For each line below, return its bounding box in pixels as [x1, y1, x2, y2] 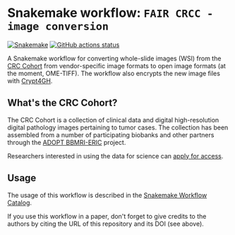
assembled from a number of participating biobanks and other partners [7, 130, 215, 139]
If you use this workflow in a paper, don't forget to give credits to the [7, 212, 207, 220]
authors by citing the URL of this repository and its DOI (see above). [7, 220, 205, 228]
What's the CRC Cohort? [7, 97, 118, 109]
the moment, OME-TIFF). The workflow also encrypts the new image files [7, 69, 221, 77]
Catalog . [7, 198, 32, 207]
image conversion [7, 20, 109, 33]
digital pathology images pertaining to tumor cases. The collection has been [7, 123, 229, 132]
